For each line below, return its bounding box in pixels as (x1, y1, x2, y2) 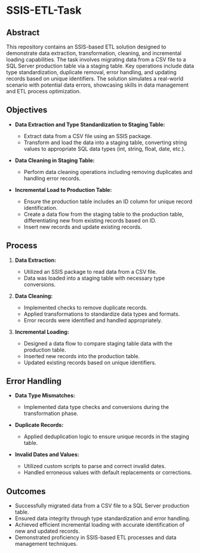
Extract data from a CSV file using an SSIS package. (23, 132, 152, 139)
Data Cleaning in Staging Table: (14, 157, 95, 164)
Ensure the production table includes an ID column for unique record (23, 198, 193, 205)
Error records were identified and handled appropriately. (23, 316, 162, 323)
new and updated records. (14, 527, 81, 535)
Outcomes (6, 486, 46, 496)
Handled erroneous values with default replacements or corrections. (23, 469, 192, 476)
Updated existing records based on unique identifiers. (23, 359, 156, 366)
